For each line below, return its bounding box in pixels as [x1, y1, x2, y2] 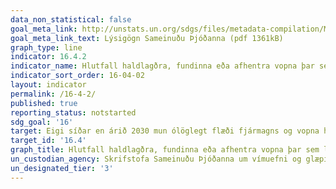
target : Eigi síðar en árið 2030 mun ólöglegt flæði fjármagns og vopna [10, 126, 320, 136]
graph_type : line [10, 42, 83, 53]
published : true [10, 98, 78, 108]
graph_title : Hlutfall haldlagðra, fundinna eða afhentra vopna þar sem [10, 145, 320, 155]
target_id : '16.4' [10, 136, 87, 146]
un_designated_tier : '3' [10, 163, 114, 173]
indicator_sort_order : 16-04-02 [10, 71, 145, 81]
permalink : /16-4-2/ [10, 89, 97, 99]
